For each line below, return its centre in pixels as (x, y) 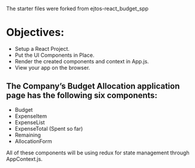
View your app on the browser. (52, 67)
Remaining (28, 135)
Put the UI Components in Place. (54, 55)
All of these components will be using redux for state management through (98, 153)
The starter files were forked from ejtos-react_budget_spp (77, 9)
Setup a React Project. (42, 49)
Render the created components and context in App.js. (82, 61)
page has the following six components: (82, 96)
